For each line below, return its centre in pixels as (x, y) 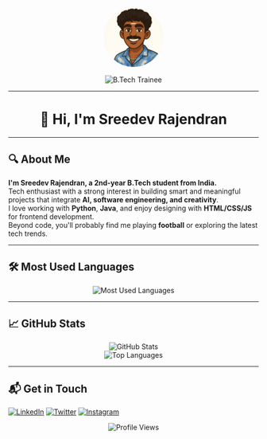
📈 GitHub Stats (47, 323)
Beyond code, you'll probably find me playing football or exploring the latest (133, 225)
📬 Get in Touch (48, 388)
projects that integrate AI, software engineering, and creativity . (113, 199)
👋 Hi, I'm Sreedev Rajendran (133, 120)
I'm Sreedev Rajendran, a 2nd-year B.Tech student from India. (112, 182)
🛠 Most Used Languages (72, 267)
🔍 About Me (39, 160)
